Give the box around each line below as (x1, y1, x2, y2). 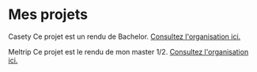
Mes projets (8, 6, 89, 24)
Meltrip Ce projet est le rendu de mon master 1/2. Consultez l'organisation (8, 47, 249, 56)
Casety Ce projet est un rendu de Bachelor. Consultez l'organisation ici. (8, 32, 241, 41)
